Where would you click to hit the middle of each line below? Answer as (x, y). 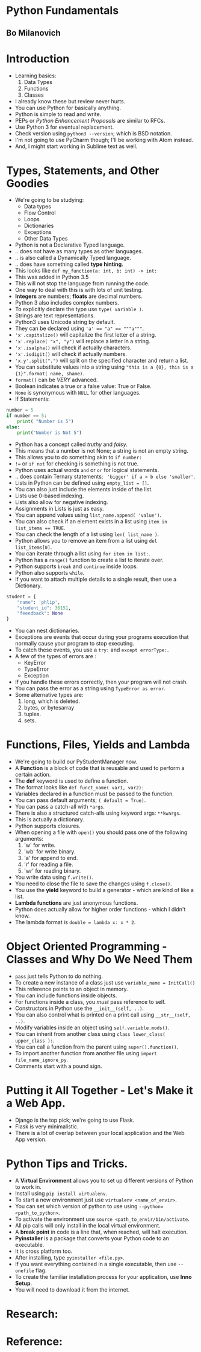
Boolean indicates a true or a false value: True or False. (83, 386)
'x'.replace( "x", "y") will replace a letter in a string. (82, 341)
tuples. (32, 714)
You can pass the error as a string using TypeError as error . (90, 688)
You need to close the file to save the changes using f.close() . (94, 884)
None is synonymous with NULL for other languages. (78, 393)
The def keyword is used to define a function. (71, 781)
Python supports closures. (48, 826)
